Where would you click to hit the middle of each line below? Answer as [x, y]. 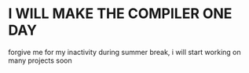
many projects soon [40, 60]
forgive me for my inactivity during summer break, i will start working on [124, 52]
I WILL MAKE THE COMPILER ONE [120, 14]
